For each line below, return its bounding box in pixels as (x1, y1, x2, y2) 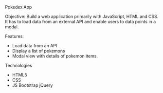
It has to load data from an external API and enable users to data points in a (5, 19, 156, 24)
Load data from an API (12, 43, 57, 48)
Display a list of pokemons (12, 48, 65, 54)
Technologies (5, 63, 33, 68)
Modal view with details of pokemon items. (12, 53, 98, 59)
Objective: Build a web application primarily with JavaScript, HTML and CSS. (5, 14, 159, 19)
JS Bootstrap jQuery (12, 82, 53, 88)
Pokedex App (5, 4, 32, 10)
